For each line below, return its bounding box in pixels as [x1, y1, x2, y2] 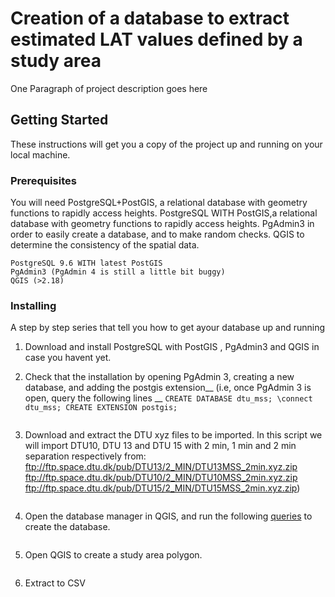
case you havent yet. [24, 352, 112, 364]
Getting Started [10, 112, 109, 129]
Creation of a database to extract [10, 7, 290, 30]
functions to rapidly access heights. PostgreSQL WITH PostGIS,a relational [10, 207, 318, 219]
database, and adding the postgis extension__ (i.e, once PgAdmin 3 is [24, 382, 312, 394]
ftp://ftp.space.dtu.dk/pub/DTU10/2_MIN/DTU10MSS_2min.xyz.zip [24, 472, 298, 484]
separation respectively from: [24, 450, 147, 462]
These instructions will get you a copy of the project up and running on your [10, 138, 323, 150]
